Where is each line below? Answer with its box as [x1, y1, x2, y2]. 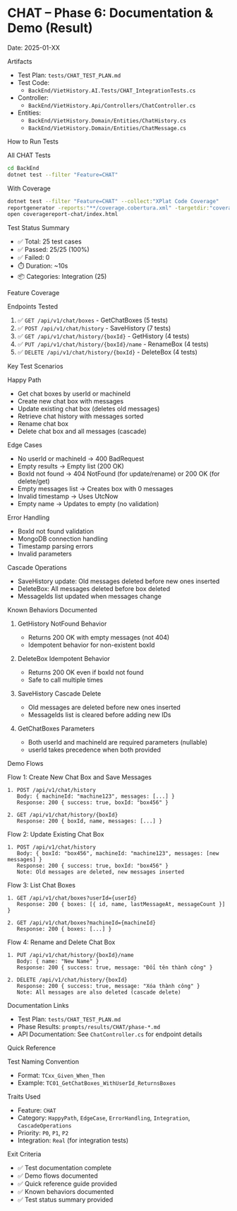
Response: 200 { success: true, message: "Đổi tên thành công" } [16, 964, 213, 971]
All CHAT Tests [7, 151, 51, 159]
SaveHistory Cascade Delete [17, 689, 102, 698]
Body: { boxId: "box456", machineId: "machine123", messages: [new [16, 850, 219, 857]
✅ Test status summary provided [17, 1195, 114, 1204]
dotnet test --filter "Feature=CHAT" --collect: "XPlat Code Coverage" [7, 197, 219, 205]
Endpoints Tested [7, 302, 59, 311]
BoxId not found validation [17, 527, 94, 536]
